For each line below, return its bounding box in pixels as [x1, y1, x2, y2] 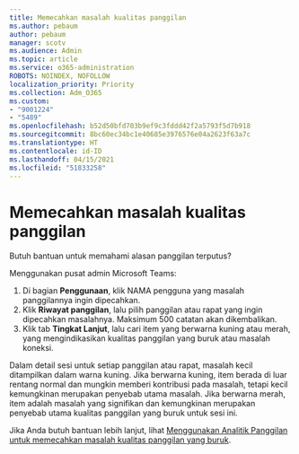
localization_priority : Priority [9, 80, 135, 89]
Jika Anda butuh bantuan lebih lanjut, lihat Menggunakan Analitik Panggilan [9, 425, 288, 436]
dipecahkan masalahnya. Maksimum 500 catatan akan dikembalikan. [22, 314, 277, 325]
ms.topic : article [9, 55, 78, 64]
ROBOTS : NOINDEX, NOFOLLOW [9, 72, 110, 81]
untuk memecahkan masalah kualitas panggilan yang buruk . [9, 434, 232, 445]
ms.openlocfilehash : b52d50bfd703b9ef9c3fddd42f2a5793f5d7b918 [9, 122, 251, 131]
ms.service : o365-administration [9, 64, 135, 73]
